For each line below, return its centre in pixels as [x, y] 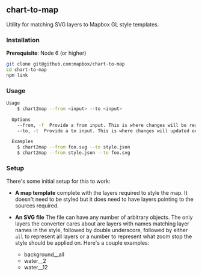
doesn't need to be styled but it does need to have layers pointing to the [104, 199]
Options [21, 120]
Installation [23, 40]
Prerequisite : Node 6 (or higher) [46, 53]
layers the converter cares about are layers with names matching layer [102, 224]
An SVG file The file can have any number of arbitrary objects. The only [104, 217]
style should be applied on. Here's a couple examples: [82, 243]
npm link [17, 75]
